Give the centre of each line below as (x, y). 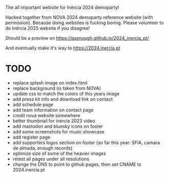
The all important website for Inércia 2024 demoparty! (62, 7)
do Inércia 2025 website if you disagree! (48, 28)
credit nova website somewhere (46, 115)
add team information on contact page (53, 110)
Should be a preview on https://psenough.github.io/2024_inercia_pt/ (77, 38)
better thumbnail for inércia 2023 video (54, 121)
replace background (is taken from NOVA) (57, 88)
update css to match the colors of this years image (66, 94)
